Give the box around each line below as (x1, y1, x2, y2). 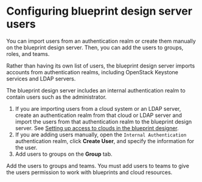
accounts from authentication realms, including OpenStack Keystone (6, 68, 178, 75)
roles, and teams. (6, 50, 50, 57)
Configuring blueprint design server (6, 4, 193, 18)
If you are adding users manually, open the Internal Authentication (15, 131, 187, 138)
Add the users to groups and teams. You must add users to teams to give (6, 162, 190, 169)
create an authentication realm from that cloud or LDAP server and (15, 111, 183, 119)
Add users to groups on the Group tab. (15, 150, 113, 158)
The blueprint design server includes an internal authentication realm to (6, 86, 186, 94)
